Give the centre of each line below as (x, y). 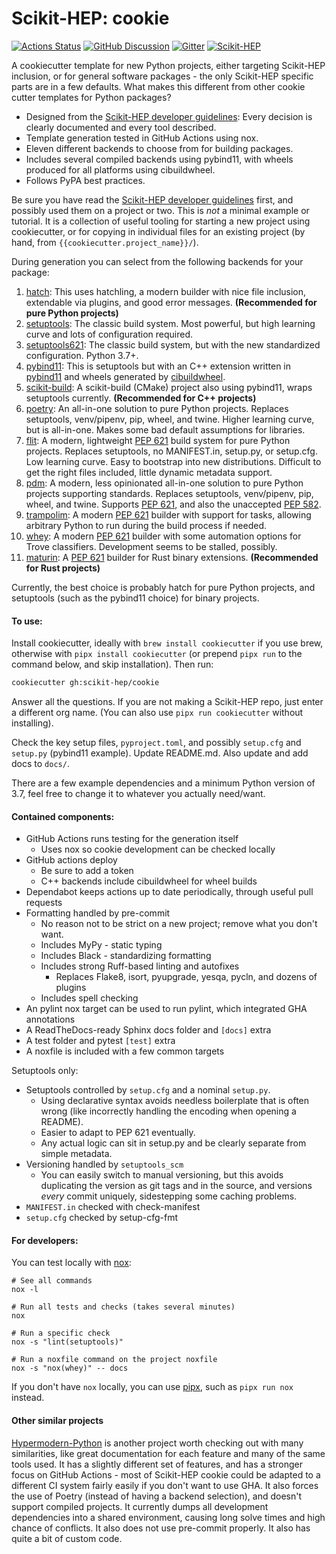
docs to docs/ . (40, 764)
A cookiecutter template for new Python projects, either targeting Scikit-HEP (168, 65)
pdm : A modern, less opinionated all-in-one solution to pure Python (164, 483)
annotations (50, 1019)
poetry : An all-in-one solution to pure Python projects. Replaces (157, 408)
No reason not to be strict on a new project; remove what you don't (179, 924)
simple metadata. (76, 1154)
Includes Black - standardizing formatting (126, 956)
